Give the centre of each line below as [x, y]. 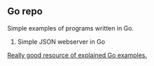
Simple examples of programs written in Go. [71, 28]
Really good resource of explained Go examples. [77, 55]
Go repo [25, 11]
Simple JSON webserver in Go [61, 42]
